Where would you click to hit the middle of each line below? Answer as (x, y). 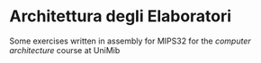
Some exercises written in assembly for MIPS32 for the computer (130, 41)
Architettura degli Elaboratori (121, 16)
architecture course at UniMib (65, 50)
